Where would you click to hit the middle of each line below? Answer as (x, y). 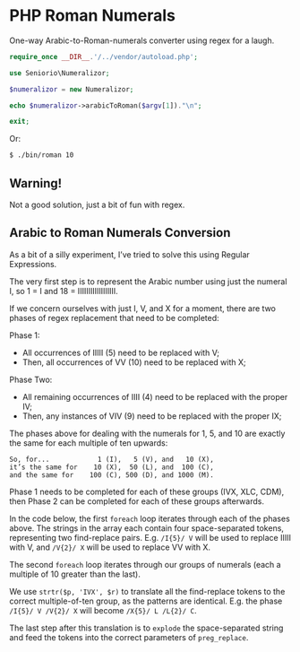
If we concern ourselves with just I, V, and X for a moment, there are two (142, 308)
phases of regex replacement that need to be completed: (114, 317)
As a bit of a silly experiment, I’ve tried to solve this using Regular (130, 254)
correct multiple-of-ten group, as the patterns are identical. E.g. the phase (146, 601)
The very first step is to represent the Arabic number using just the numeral (148, 281)
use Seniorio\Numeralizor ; (60, 73)
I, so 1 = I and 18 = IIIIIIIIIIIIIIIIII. (64, 291)
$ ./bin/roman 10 (42, 155)
